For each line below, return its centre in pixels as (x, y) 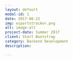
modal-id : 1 (17, 14)
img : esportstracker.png (30, 23)
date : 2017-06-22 (23, 19)
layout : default (21, 10)
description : (18, 46)
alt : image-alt (20, 28)
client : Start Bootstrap (30, 37)
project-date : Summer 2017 (32, 32)
